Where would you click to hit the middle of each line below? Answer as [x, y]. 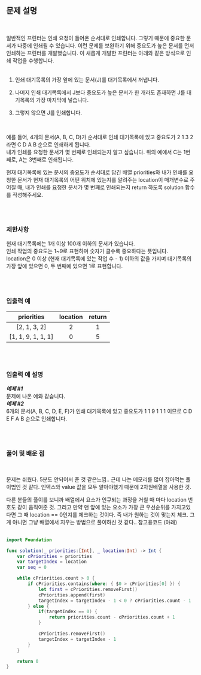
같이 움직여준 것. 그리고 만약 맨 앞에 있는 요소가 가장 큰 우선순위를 [94, 507]
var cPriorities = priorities [55, 556]
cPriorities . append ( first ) [72, 595]
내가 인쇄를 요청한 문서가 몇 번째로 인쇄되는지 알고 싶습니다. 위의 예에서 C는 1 [96, 152]
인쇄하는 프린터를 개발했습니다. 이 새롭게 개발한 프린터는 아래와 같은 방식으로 [96, 53]
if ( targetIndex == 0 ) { [68, 612]
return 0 [28, 661]
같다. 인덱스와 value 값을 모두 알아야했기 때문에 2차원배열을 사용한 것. [110, 487]
